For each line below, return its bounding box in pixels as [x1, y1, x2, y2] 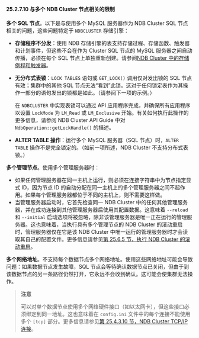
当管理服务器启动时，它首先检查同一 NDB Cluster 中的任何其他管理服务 [14, 199, 188, 206]
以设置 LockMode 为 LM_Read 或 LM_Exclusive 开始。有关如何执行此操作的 [14, 110, 189, 117]
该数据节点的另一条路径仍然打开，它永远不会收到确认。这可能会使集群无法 [6, 271, 188, 278]
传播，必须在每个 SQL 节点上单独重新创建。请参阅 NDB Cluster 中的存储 [14, 54, 190, 62]
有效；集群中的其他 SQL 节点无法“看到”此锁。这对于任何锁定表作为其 [14, 82, 184, 89]
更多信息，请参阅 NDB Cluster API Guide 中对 [14, 117, 126, 124]
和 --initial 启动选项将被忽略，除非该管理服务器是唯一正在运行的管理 [14, 214, 188, 221]
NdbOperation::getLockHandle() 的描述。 [14, 124, 114, 131]
